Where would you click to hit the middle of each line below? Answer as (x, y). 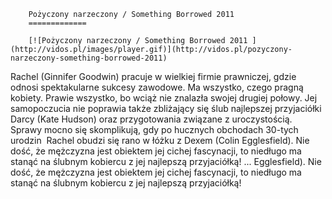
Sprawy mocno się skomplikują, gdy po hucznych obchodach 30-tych (154, 129)
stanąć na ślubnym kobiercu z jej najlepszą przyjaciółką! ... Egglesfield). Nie (166, 161)
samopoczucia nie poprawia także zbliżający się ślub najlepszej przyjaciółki (166, 108)
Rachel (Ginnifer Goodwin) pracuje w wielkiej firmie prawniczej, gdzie (153, 76)
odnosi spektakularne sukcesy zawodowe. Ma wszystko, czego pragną (157, 87)
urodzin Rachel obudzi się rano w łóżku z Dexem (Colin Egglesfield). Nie (160, 140)
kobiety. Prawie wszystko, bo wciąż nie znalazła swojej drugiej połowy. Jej (164, 98)
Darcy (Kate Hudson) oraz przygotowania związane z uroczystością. (151, 119)
